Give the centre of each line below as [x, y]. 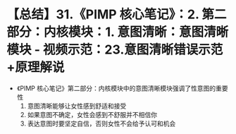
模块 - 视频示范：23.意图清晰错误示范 [115, 50]
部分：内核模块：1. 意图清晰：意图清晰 [118, 32]
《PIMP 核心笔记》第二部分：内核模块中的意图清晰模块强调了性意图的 [116, 88]
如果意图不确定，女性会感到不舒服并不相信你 [92, 114]
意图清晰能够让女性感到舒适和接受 [77, 106]
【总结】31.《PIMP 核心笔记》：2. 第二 [117, 14]
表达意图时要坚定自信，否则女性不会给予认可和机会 [101, 123]
